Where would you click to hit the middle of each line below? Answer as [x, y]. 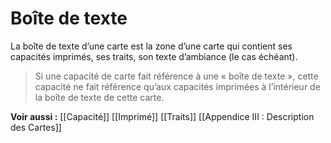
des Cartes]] [36, 127]
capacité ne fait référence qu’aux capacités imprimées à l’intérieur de [177, 86]
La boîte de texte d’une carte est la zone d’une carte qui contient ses [151, 46]
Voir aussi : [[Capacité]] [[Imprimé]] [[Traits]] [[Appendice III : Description [162, 116]
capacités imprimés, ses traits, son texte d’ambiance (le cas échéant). [154, 56]
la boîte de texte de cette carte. [99, 97]
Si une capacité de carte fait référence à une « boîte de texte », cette [176, 76]
